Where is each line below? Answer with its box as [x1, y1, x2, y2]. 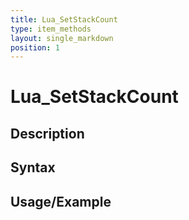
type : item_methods [10, 24, 92, 34]
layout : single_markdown [10, 33, 114, 43]
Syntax [10, 159, 56, 176]
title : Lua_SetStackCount [10, 14, 118, 25]
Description [10, 125, 85, 142]
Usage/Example [10, 193, 112, 210]
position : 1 [10, 42, 60, 53]
